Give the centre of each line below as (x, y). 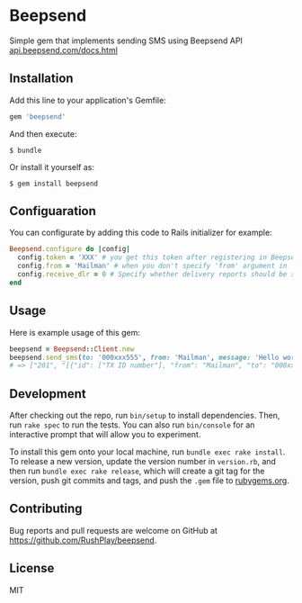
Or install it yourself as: (52, 166)
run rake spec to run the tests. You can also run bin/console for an (132, 425)
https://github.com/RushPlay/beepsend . (83, 540)
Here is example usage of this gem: (75, 332)
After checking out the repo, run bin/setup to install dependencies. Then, (145, 416)
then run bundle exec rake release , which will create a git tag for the (137, 471)
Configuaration (53, 211)
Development (48, 394)
